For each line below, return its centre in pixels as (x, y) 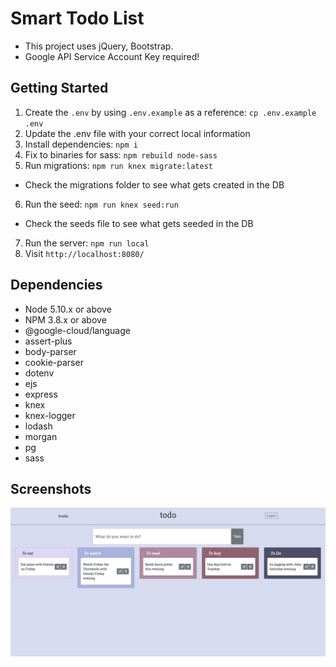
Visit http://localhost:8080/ (84, 253)
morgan (41, 436)
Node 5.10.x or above (68, 309)
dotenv (39, 373)
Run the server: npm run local (87, 243)
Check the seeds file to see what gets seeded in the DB (139, 223)
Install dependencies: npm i (81, 144)
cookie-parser (54, 362)
